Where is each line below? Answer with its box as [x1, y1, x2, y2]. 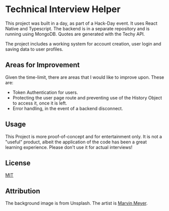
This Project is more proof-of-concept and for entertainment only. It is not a [5, 133, 162, 139]
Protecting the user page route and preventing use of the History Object [12, 94, 162, 100]
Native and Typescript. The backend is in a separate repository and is [5, 25, 150, 31]
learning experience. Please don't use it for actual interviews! [5, 144, 133, 150]
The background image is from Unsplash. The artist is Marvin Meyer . [5, 200, 148, 206]
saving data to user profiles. [5, 46, 64, 52]
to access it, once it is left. [12, 100, 67, 106]
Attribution [5, 187, 40, 195]
